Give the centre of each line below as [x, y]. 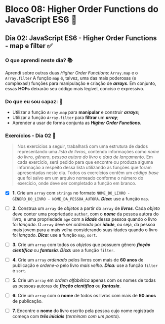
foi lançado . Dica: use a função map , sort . [55, 235]
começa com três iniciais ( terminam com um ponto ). [66, 316]
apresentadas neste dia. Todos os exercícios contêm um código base [88, 173]
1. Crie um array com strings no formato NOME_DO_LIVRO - [71, 193]
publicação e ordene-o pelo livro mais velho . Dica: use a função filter [85, 265]
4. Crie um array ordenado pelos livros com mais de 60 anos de [78, 259]
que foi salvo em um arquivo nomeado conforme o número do [80, 178]
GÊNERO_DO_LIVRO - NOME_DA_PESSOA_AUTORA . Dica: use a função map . [81, 198]
